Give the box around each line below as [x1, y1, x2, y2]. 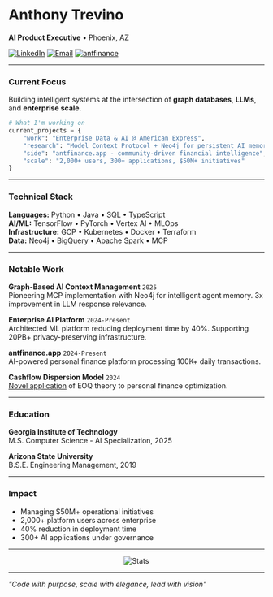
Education [8, 409, 50, 420]
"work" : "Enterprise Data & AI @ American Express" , [23, 134, 206, 142]
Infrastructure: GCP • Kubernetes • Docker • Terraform [8, 227, 197, 236]
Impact [8, 488, 37, 500]
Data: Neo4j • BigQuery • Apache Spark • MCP [8, 236, 168, 245]
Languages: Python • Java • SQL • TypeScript [8, 210, 166, 219]
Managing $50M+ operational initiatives [19, 506, 154, 517]
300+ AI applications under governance [19, 532, 154, 542]
